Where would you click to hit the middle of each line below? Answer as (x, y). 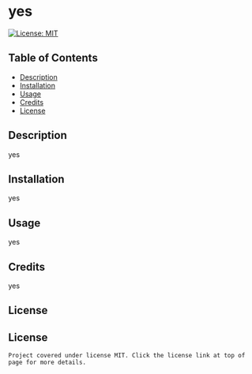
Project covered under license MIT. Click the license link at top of (127, 356)
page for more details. (47, 363)
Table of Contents (53, 58)
